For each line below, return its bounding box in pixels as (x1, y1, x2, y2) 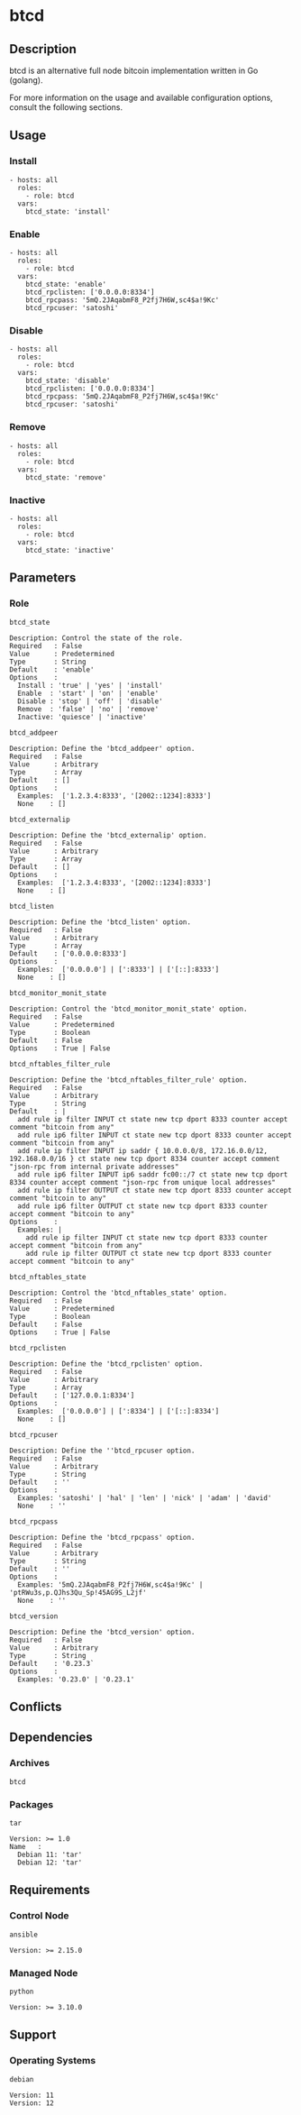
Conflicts (9, 1698, 62, 1714)
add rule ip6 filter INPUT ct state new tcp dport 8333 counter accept (17, 1131, 293, 1140)
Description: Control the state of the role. (9, 633, 183, 643)
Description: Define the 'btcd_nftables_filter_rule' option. (9, 1075, 248, 1085)
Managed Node (9, 1966, 78, 1979)
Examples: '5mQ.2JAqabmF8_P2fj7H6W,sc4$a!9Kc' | (17, 1579, 204, 1589)
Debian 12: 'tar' (17, 1858, 83, 1867)
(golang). (9, 75, 43, 86)
